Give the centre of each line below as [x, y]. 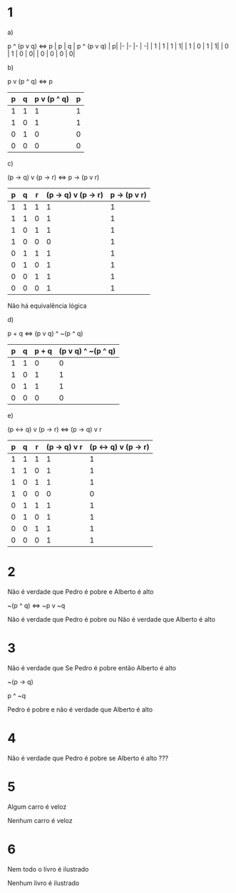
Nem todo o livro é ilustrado [48, 869]
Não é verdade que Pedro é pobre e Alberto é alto [81, 591]
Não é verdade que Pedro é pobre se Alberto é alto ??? [88, 758]
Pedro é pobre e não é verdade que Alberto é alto [80, 709]
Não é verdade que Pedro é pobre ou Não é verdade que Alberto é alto [112, 619]
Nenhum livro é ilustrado [43, 883]
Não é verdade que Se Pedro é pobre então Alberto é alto [92, 667]
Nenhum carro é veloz [40, 820]
